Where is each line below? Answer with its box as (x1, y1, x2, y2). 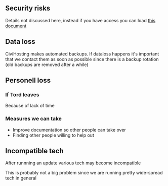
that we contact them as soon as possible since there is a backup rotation (5, 56, 159, 62)
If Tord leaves (5, 91, 39, 98)
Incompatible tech (5, 147, 64, 155)
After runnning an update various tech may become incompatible (5, 160, 141, 166)
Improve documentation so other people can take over (12, 127, 127, 133)
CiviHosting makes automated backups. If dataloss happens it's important (5, 50, 159, 57)
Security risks (5, 4, 51, 13)
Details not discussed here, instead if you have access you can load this (5, 17, 156, 23)
